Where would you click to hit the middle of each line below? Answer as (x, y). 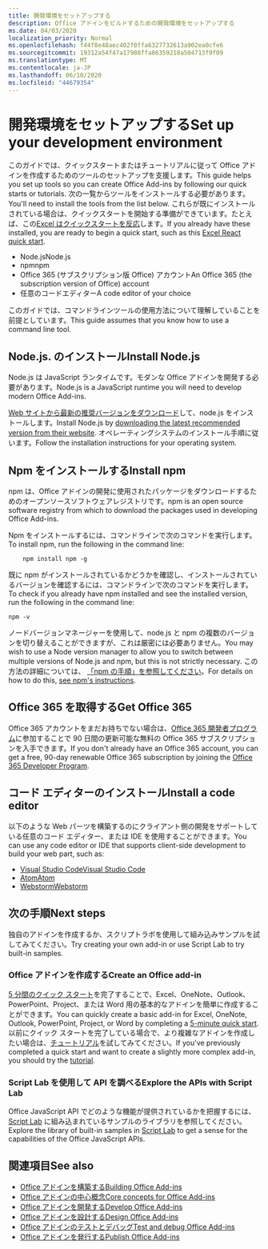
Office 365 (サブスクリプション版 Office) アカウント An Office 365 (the (136, 275)
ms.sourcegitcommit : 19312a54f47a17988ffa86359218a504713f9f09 (116, 53)
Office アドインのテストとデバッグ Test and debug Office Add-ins (127, 1227)
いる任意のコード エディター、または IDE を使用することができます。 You (128, 836)
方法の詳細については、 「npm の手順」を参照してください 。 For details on (131, 671)
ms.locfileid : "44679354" (51, 82)
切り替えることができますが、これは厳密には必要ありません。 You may (138, 643)
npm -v (19, 617)
